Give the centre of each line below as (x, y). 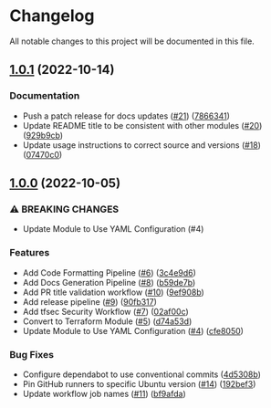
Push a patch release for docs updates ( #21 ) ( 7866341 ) (126, 116)
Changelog (52, 16)
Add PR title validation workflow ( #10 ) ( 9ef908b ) (114, 292)
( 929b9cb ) (43, 135)
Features (30, 253)
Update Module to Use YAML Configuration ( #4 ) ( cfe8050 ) (133, 330)
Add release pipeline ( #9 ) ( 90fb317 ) (90, 301)
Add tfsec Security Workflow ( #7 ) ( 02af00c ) (105, 311)
